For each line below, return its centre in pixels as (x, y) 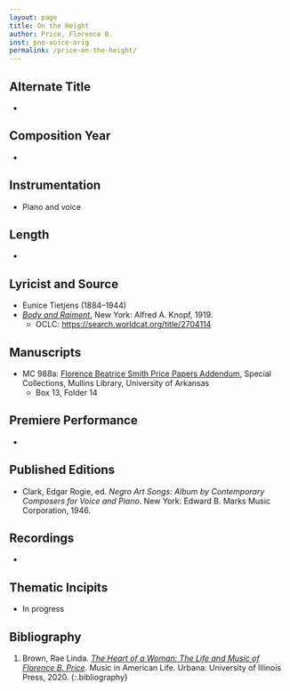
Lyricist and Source (64, 284)
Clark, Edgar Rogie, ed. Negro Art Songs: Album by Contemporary (143, 491)
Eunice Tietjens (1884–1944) (74, 305)
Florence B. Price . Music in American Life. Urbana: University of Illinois (152, 668)
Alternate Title (50, 87)
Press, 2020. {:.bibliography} (75, 678)
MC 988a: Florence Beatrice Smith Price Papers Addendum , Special (146, 374)
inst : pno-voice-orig (49, 42)
